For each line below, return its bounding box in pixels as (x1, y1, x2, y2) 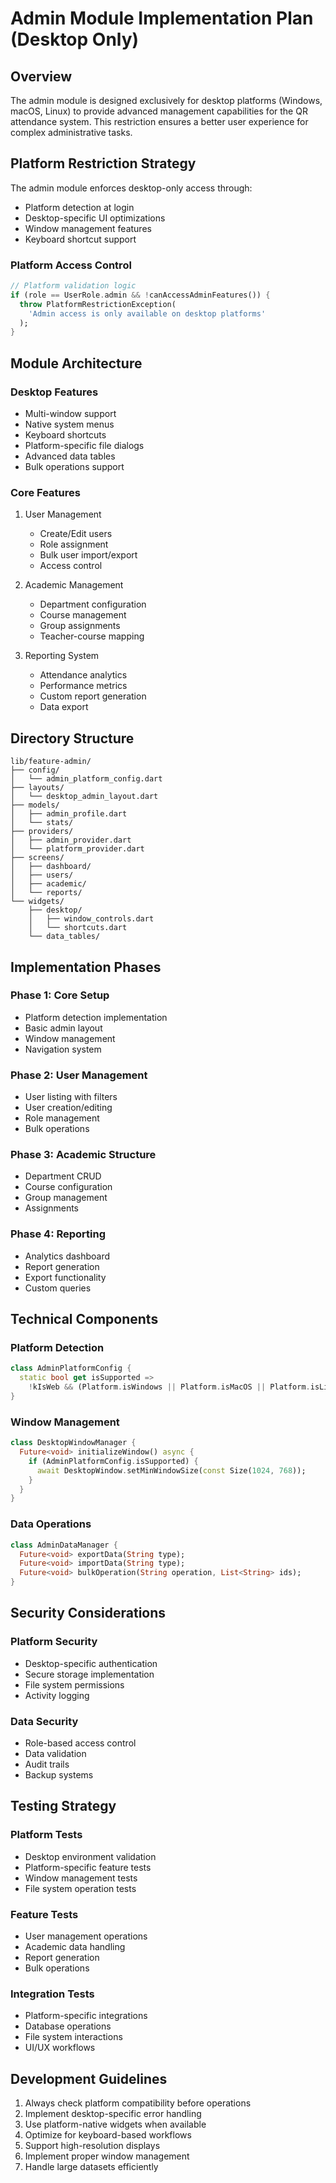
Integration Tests (10, 1987, 95, 2001)
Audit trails (24, 1758, 70, 1770)
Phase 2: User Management (10, 1068, 148, 1082)
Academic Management (24, 579, 124, 591)
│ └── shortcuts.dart (28, 923, 128, 933)
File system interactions (24, 2031, 123, 2043)
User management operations (24, 1930, 148, 1942)
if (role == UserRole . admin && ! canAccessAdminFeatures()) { (10, 290, 271, 300)
